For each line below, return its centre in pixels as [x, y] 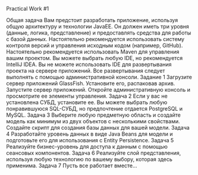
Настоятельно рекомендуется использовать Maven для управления [93, 52]
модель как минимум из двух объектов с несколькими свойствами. [93, 121]
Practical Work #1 [28, 9]
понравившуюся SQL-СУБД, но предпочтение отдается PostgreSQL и [95, 109]
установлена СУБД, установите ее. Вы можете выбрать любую [87, 102]
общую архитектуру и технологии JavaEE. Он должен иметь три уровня [98, 26]
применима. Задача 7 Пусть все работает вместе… [72, 165]
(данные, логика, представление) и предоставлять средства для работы [99, 33]
